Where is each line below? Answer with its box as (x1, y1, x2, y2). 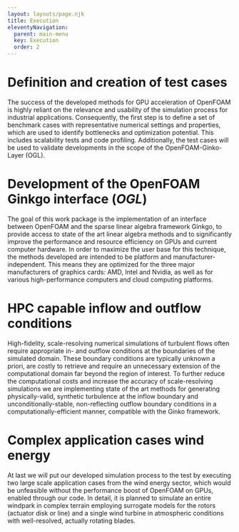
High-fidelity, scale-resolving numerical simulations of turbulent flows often (7, 339, 230, 347)
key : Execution (14, 37, 59, 44)
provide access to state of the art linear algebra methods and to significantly (7, 230, 232, 238)
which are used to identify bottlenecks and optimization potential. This (7, 128, 214, 136)
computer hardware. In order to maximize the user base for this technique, (7, 245, 226, 253)
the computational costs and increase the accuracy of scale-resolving (7, 377, 213, 385)
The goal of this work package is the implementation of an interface (7, 215, 207, 223)
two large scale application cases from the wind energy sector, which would (7, 479, 231, 487)
